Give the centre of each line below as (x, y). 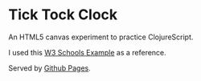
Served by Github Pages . (49, 68)
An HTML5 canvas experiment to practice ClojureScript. (101, 37)
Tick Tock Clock (63, 15)
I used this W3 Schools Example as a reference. (87, 52)
